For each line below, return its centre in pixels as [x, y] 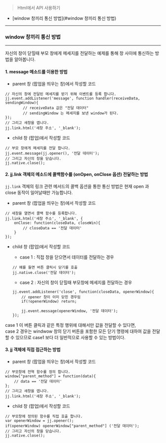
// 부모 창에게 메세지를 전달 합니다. [38, 148]
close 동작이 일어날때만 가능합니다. [39, 192]
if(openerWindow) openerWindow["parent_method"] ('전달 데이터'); [72, 426]
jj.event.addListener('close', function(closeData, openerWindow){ [83, 292]
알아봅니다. [25, 59]
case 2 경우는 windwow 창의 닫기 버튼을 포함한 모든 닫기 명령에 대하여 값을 [78, 331]
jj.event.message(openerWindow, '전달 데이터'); [70, 311]
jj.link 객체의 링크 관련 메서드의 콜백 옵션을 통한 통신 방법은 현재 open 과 [77, 186]
